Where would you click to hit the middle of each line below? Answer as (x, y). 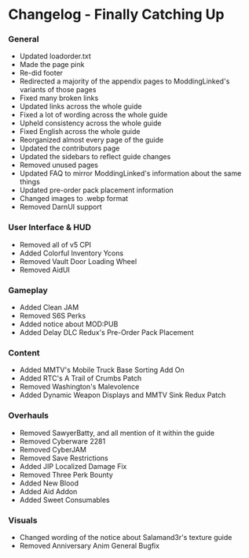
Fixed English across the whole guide (80, 132)
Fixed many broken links (59, 98)
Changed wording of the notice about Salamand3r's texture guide (126, 537)
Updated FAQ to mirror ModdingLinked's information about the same (130, 173)
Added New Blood (49, 483)
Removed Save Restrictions (64, 458)
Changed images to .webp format (73, 199)
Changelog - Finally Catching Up (117, 15)
